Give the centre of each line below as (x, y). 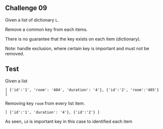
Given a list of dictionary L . (32, 20)
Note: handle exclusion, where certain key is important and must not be (77, 48)
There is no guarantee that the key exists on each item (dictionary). (73, 39)
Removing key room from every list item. (45, 103)
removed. (15, 53)
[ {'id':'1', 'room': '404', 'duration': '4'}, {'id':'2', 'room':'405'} (82, 90)
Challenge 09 (26, 8)
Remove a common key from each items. (46, 29)
